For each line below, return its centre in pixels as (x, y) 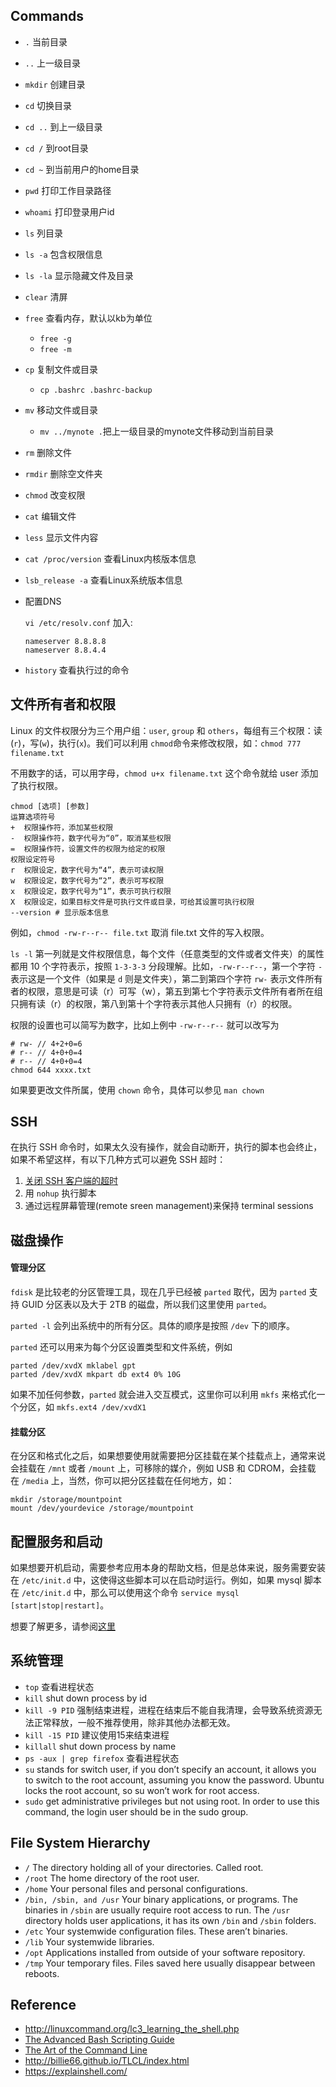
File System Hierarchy (80, 1843)
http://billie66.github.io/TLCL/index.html (107, 2061)
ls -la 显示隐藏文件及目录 (79, 275)
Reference (43, 2005)
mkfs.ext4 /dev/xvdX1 (101, 1408)
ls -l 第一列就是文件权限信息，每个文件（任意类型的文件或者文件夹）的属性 (167, 953)
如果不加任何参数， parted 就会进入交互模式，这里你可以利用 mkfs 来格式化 (163, 1395)
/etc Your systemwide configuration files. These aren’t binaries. (156, 1931)
